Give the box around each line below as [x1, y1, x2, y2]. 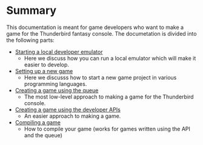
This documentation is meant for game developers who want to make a [6, 24, 184, 31]
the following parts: [6, 36, 55, 43]
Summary [6, 4, 56, 18]
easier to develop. [24, 61, 70, 68]
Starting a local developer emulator [15, 48, 103, 55]
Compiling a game [15, 118, 61, 126]
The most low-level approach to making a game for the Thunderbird [24, 93, 194, 100]
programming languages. [24, 80, 87, 88]
